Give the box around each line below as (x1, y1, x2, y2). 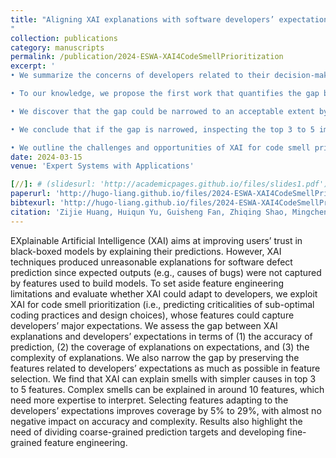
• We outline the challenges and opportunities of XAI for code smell (10, 142, 311, 153)
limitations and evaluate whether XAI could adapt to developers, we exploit (10, 287, 318, 300)
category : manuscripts (10, 42, 105, 53)
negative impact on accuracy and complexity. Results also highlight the (10, 415, 303, 427)
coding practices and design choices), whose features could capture (10, 309, 295, 321)
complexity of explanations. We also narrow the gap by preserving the (10, 351, 300, 363)
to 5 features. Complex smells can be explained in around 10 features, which (10, 383, 325, 395)
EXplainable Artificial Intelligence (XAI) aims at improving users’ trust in (10, 234, 303, 246)
